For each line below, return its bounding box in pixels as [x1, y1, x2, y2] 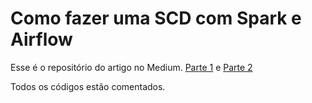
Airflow [10, 28, 73, 51]
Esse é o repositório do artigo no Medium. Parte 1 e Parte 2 [10, 61, 253, 73]
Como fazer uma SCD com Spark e [10, 7, 302, 30]
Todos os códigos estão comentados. [10, 80, 166, 92]
